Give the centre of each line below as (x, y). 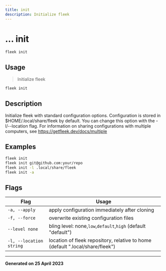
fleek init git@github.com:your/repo (44, 163)
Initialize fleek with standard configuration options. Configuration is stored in (83, 116)
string (15, 246)
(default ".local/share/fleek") (82, 247)
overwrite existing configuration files (91, 218)
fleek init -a (20, 172)
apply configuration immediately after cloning (102, 210)
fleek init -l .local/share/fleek (41, 168)
